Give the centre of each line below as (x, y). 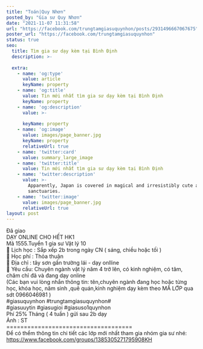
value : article (41, 79)
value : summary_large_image (58, 157)
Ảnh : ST (17, 321)
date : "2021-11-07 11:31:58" (43, 23)
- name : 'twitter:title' (48, 163)
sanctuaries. (44, 191)
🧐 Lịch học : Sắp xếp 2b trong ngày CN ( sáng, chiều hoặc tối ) (84, 250)
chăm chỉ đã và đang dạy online (46, 275)
